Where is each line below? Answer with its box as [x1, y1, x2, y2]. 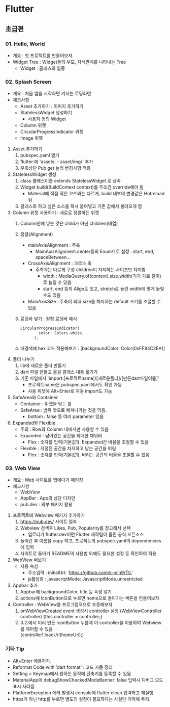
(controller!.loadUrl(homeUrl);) [20, 632, 84, 638]
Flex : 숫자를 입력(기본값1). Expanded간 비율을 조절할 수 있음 [27, 439, 149, 445]
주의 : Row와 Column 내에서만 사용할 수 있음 [20, 426, 109, 432]
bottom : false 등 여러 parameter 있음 [27, 413, 104, 420]
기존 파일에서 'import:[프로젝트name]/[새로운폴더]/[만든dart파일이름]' [20, 375, 159, 381]
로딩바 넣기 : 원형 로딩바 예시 [20, 316, 77, 322]
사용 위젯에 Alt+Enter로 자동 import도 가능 [27, 388, 113, 394]
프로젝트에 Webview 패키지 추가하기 [12, 512, 85, 518]
